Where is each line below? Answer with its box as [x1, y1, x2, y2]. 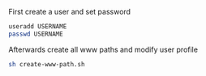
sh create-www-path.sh [8, 60, 85, 68]
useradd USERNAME [8, 23, 67, 31]
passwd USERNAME [8, 30, 63, 38]
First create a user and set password [8, 7, 131, 16]
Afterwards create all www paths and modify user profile [8, 44, 199, 54]
